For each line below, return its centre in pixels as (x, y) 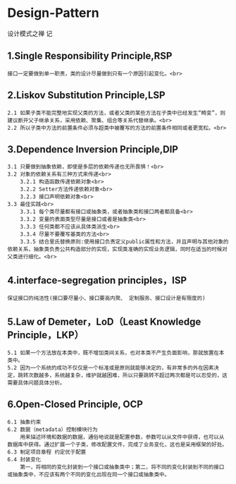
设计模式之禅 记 (30, 33)
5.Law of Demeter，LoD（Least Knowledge (104, 321)
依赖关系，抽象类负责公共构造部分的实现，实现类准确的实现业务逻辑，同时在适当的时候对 (117, 249)
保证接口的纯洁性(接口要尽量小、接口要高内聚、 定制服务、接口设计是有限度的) (106, 298)
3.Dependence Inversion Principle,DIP (93, 149)
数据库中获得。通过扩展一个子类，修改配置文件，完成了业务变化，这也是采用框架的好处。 (117, 444)
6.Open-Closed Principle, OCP (75, 405)
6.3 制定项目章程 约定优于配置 (47, 452)
